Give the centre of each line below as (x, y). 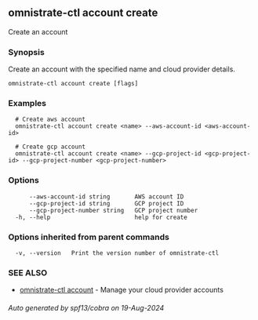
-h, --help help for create (102, 217)
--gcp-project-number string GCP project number (113, 210)
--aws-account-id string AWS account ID (106, 196)
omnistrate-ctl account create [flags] (73, 84)
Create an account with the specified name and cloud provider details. (122, 69)
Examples (27, 104)
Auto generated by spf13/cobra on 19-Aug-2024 (86, 307)
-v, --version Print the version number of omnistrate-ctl (117, 253)
